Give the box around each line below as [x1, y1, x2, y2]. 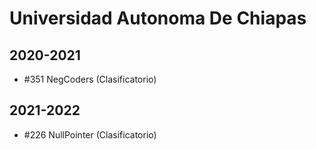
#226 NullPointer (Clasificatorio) [23, 128, 157, 141]
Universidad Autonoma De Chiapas [9, 7, 307, 30]
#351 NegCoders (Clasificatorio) [23, 73, 157, 85]
